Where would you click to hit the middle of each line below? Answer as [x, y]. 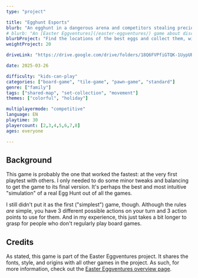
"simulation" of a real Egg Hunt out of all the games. [69, 193]
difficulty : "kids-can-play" [42, 76]
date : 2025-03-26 [27, 66]
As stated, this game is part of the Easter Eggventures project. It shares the [97, 256]
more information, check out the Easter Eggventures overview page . [89, 269]
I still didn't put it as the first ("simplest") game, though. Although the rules [96, 205]
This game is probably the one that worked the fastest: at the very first [92, 174]
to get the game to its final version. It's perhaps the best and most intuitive [96, 187]
